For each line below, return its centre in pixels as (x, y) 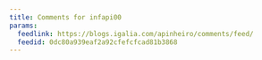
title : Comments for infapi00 (66, 17)
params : (24, 26)
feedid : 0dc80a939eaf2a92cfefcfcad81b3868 (97, 42)
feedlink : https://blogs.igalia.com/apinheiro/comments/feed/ (135, 34)
